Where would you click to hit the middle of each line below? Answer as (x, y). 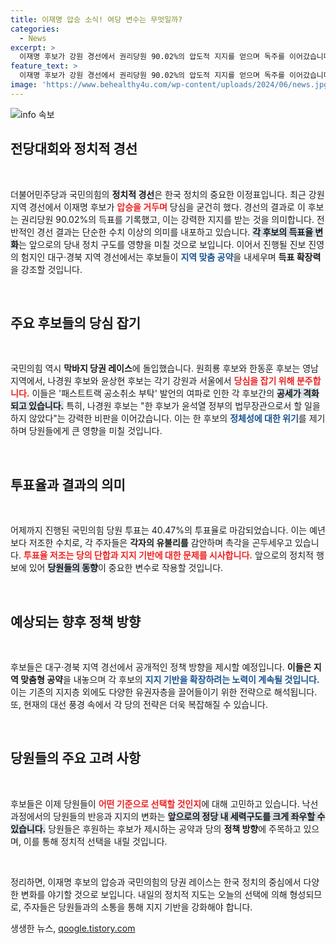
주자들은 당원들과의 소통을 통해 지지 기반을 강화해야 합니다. (138, 907)
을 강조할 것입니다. (46, 269)
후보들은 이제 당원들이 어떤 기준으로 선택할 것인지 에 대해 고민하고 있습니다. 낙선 (164, 803)
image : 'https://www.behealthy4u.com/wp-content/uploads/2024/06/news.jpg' (171, 85)
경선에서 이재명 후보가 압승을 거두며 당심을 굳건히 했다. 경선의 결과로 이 (167, 207)
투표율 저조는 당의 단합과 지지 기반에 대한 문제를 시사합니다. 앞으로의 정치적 (168, 555)
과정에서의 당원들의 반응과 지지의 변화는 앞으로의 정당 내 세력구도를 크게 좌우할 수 (168, 816)
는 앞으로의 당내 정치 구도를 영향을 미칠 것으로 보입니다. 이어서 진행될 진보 (162, 244)
